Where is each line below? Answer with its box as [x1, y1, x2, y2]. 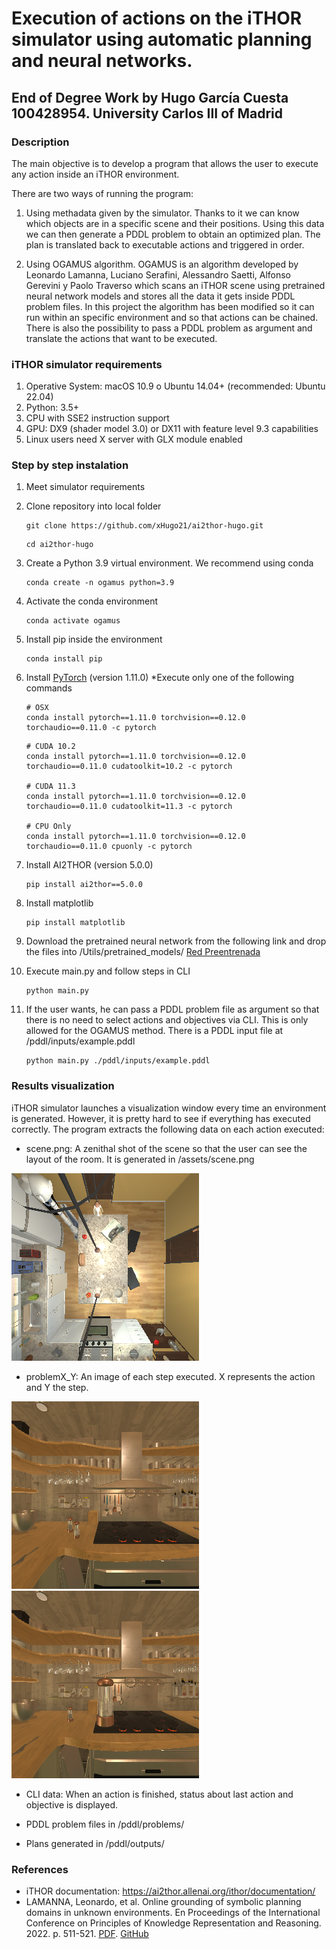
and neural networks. [11, 50, 193, 72]
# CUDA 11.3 [25, 782, 76, 792]
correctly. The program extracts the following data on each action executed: [11, 1123, 325, 1135]
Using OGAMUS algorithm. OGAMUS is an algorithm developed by [25, 258, 299, 270]
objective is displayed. [25, 1798, 119, 1811]
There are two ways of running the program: [11, 187, 194, 199]
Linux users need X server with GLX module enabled [25, 433, 243, 446]
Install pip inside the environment [25, 633, 163, 646]
